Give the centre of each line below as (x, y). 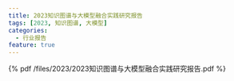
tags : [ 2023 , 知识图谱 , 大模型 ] (58, 23)
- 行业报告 (31, 38)
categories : (28, 30)
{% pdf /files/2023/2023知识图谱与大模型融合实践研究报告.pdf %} (117, 69)
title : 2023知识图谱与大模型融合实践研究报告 (76, 15)
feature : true (32, 45)
